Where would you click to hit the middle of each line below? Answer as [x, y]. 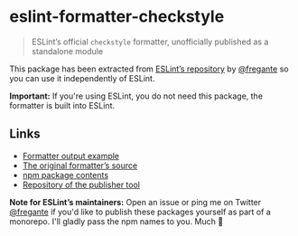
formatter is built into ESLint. [62, 105]
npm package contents [65, 175]
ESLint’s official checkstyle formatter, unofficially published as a [150, 42]
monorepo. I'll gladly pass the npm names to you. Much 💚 [116, 221]
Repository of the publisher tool [81, 184]
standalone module [67, 51]
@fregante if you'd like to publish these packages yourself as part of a [140, 212]
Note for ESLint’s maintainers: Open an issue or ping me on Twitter [135, 202]
